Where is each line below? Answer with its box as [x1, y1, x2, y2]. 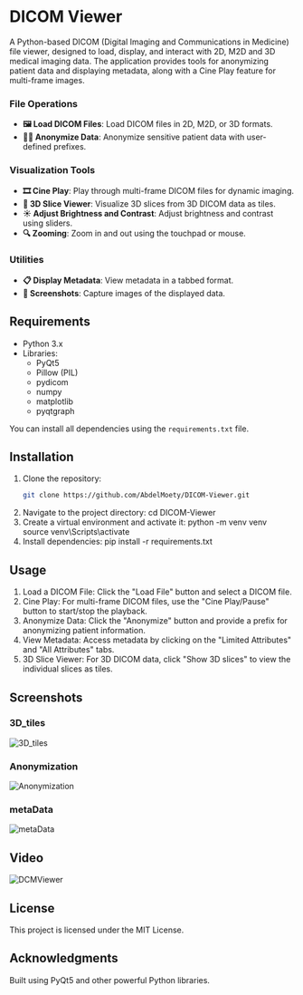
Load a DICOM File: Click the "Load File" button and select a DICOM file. [22, 586, 292, 597]
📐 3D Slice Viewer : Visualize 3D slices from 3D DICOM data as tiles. [22, 198, 276, 209]
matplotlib [35, 396, 74, 407]
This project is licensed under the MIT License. [9, 924, 185, 935]
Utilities [9, 254, 44, 266]
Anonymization [9, 759, 79, 772]
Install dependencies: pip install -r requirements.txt [22, 536, 213, 547]
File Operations [9, 97, 79, 110]
